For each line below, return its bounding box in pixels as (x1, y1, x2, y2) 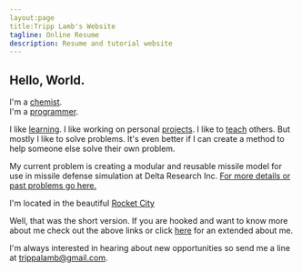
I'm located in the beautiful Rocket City (9, 197, 155, 209)
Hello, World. (9, 72, 86, 87)
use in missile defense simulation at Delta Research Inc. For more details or (9, 170, 291, 182)
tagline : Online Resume (9, 30, 100, 39)
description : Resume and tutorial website (9, 38, 173, 48)
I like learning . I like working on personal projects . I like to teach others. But (9, 124, 291, 135)
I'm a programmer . (9, 106, 79, 117)
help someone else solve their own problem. (9, 143, 176, 155)
